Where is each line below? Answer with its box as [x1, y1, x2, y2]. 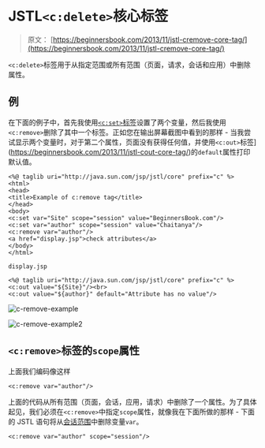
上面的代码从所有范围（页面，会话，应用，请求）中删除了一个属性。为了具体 [8, 397, 257, 406]
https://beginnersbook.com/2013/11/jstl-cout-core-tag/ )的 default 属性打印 [10, 147, 251, 156]
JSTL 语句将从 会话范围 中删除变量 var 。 [17, 416, 144, 426]
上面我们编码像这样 [8, 366, 71, 375]
